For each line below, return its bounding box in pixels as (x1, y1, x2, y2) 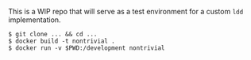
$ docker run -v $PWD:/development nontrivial (8, 44, 165, 52)
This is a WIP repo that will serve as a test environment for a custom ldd (8, 7, 244, 16)
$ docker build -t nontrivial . (8, 37, 115, 45)
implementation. (8, 15, 61, 24)
